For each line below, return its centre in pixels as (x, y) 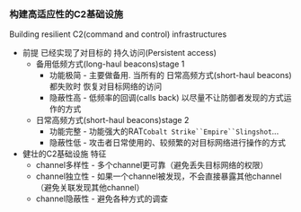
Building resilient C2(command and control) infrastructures (118, 34)
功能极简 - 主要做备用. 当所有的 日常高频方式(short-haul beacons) (170, 75)
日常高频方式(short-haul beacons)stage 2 (112, 120)
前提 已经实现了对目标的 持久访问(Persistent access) (120, 53)
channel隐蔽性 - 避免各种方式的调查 (102, 199)
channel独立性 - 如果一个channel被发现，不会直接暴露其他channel (159, 176)
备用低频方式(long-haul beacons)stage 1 (110, 64)
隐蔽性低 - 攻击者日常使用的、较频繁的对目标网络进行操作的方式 (167, 143)
